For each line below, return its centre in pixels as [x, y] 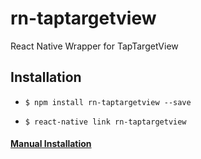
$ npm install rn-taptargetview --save [108, 102]
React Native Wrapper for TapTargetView [94, 46]
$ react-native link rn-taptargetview [105, 122]
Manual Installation [51, 144]
